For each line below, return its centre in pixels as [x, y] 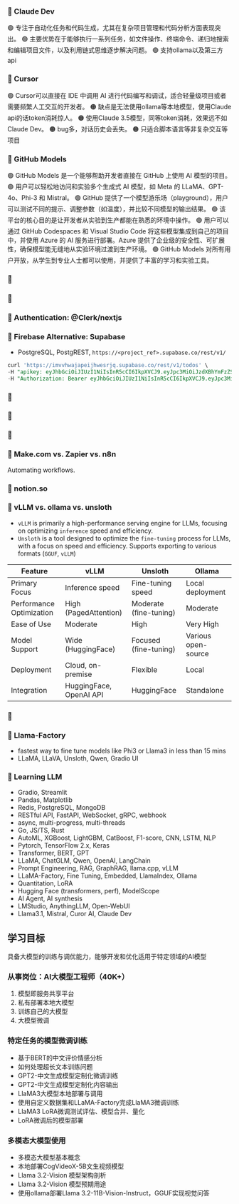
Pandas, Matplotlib [45, 800]
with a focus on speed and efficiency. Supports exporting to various [117, 546]
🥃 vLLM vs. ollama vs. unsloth [60, 508]
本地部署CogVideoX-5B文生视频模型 [71, 1166]
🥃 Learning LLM [35, 777]
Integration [29, 690]
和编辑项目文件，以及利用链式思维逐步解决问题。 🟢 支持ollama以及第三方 [116, 50]
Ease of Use [31, 624]
